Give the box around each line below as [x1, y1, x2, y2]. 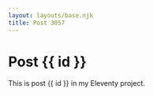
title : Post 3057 [8, 19, 65, 27]
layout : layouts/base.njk [8, 11, 93, 20]
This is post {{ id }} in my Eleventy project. [8, 79, 146, 88]
